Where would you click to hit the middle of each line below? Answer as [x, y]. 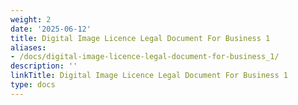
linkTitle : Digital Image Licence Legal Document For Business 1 [149, 76]
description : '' [44, 66]
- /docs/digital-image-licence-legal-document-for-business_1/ [145, 57]
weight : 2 [31, 19]
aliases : [28, 47]
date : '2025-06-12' [51, 29]
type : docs [33, 85]
